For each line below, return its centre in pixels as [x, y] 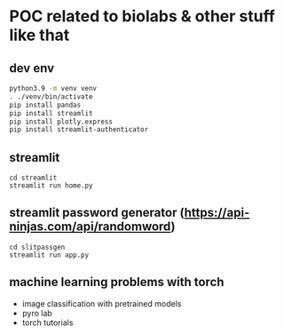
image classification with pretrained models [102, 303]
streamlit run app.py [49, 255]
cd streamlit [33, 178]
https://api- [217, 213]
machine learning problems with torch [117, 282]
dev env [32, 68]
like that [39, 35]
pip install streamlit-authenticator [79, 130]
